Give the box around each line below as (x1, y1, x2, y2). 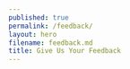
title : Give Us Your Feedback (8, 47, 122, 56)
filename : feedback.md (8, 38, 93, 47)
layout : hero (8, 30, 57, 39)
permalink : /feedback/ (8, 22, 93, 30)
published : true (8, 13, 69, 22)
